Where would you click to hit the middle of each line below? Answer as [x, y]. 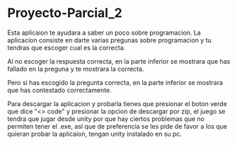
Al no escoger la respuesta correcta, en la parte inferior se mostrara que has [119, 61]
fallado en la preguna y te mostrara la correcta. [76, 69]
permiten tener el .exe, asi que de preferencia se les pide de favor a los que [117, 126]
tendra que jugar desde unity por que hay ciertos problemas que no [106, 119]
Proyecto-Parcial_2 [65, 13]
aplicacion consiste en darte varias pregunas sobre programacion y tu [110, 40]
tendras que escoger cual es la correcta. [67, 47]
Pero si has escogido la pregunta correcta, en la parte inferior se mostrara [115, 82]
